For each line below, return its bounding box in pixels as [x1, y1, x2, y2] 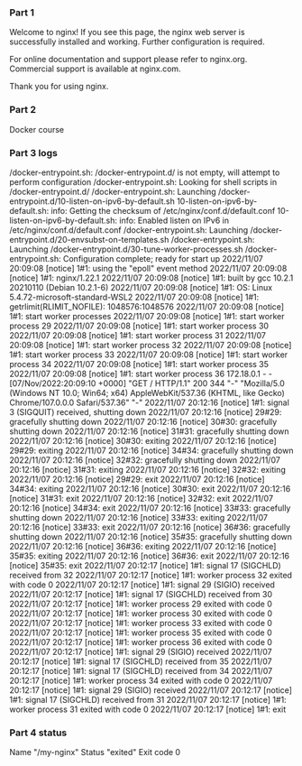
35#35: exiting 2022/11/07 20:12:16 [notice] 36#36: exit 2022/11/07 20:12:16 [9, 550, 290, 561]
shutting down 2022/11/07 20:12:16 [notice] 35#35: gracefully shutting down [9, 531, 293, 542]
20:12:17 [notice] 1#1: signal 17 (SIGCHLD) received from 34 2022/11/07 [9, 665, 273, 676]
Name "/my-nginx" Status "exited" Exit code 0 [9, 747, 181, 758]
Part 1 [9, 6, 34, 19]
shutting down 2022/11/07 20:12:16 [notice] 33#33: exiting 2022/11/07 [9, 512, 269, 522]
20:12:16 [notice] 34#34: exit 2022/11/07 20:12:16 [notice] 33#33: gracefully [9, 503, 291, 513]
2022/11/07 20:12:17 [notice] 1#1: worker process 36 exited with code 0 [9, 636, 273, 647]
